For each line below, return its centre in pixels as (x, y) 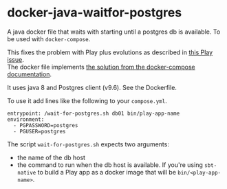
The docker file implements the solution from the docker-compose (101, 67)
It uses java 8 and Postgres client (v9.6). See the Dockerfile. (92, 87)
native (26, 173)
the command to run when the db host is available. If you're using (110, 165)
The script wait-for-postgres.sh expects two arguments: (88, 144)
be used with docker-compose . (49, 38)
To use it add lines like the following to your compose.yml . (87, 100)
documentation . (30, 74)
